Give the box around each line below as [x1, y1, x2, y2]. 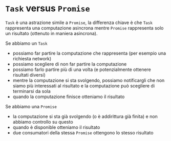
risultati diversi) [12, 72, 46, 78]
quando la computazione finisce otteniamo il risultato [12, 93, 125, 100]
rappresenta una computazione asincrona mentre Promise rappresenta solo [5, 25, 164, 31]
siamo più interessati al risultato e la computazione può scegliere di [12, 82, 155, 89]
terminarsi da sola [12, 88, 51, 94]
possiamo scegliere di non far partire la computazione [12, 61, 127, 67]
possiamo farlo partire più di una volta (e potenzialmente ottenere [12, 66, 151, 73]
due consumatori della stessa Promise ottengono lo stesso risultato [12, 129, 154, 135]
